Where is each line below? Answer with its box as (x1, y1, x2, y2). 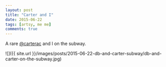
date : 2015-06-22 (5, 17, 42, 22)
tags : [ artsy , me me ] (5, 21, 52, 27)
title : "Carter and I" (5, 12, 54, 17)
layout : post (5, 7, 33, 13)
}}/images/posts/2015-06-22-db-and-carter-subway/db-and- (32, 51, 162, 57)
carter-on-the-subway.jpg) (5, 56, 62, 62)
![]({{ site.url (5, 51, 31, 57)
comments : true (5, 27, 38, 32)
